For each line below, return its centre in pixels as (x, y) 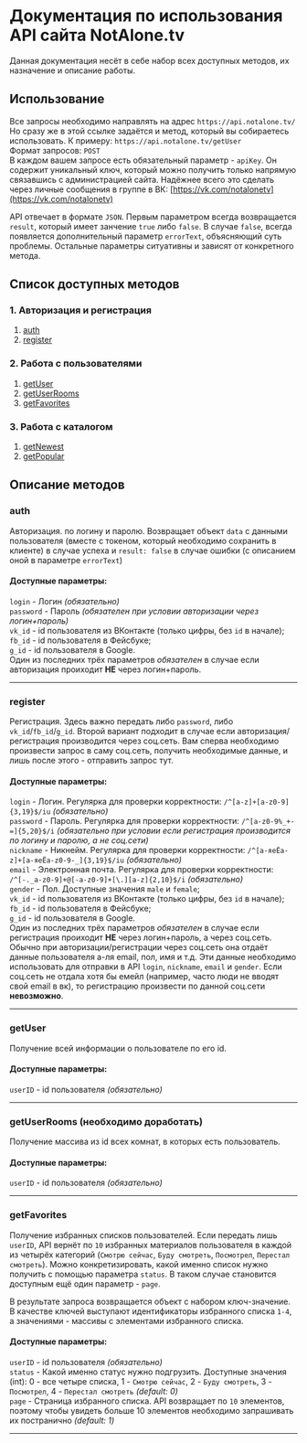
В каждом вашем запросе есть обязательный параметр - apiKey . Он (143, 160)
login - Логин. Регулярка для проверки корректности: (116, 802)
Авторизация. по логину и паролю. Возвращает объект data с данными (148, 530)
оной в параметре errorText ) (66, 560)
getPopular (43, 456)
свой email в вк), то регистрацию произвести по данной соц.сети (138, 986)
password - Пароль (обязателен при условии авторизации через (134, 611)
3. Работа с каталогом (61, 426)
